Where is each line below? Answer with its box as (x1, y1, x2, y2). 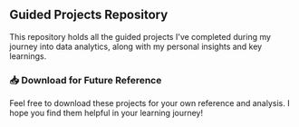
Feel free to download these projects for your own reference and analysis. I (9, 98, 290, 109)
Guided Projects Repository (9, 7, 169, 23)
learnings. (9, 50, 47, 62)
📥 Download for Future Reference (9, 73, 162, 86)
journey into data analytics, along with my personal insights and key (9, 41, 263, 52)
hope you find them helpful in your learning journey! (9, 108, 204, 119)
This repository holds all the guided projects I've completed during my (9, 31, 272, 42)
